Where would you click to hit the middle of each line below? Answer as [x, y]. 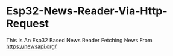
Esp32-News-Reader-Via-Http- [87, 11]
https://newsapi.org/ [32, 46]
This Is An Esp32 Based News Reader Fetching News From [79, 40]
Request [28, 24]
